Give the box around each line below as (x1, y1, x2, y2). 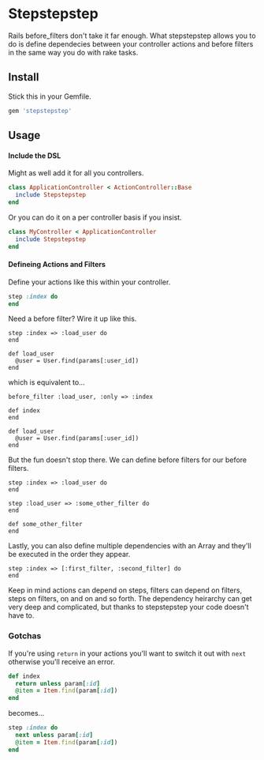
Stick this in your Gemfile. (8, 92, 92, 101)
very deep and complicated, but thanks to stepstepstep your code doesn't (8, 602, 250, 612)
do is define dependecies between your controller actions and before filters (8, 39, 254, 48)
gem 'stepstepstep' (8, 107, 73, 115)
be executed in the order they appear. (8, 550, 131, 559)
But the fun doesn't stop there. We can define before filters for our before (8, 455, 247, 465)
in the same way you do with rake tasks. (8, 47, 139, 57)
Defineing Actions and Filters (8, 260, 106, 269)
